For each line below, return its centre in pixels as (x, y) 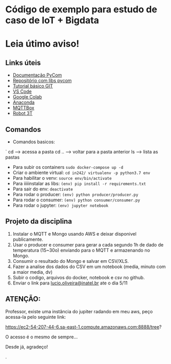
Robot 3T (23, 113)
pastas (12, 157)
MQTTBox (23, 108)
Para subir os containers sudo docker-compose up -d (68, 167)
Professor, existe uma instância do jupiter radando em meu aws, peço (79, 311)
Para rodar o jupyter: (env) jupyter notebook (61, 205)
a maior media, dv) (33, 272)
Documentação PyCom (37, 75)
